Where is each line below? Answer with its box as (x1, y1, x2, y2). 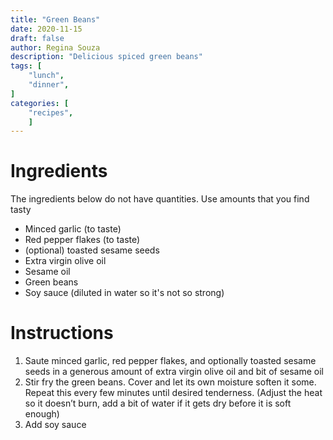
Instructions (10, 322, 114, 345)
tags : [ (10, 61, 43, 71)
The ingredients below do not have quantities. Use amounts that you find (10, 193, 310, 205)
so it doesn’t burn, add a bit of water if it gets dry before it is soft (24, 397, 292, 410)
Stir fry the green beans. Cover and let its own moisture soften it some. (24, 376, 317, 388)
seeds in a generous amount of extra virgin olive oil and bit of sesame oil (24, 366, 324, 378)
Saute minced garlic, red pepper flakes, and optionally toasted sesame (24, 355, 317, 367)
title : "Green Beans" (10, 14, 101, 25)
